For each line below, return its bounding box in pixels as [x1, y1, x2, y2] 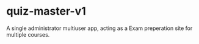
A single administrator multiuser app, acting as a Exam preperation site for [6, 24, 193, 32]
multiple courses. [6, 31, 50, 38]
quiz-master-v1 [6, 4, 87, 18]
